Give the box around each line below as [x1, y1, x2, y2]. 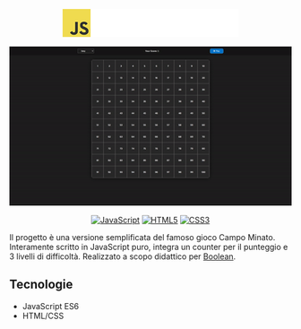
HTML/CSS [21, 310, 64, 321]
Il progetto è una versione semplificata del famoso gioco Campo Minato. [9, 231, 276, 242]
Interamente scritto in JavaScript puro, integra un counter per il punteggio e [9, 241, 288, 252]
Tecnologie [9, 277, 73, 292]
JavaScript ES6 [21, 300, 80, 311]
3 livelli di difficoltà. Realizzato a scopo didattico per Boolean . [9, 251, 236, 262]
